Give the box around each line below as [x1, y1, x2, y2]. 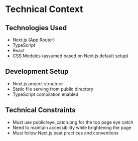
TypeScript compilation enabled [12, 91, 79, 97]
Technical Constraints [5, 106, 76, 114]
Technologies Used [5, 24, 67, 32]
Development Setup [5, 67, 69, 76]
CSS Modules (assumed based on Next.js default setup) [12, 53, 129, 59]
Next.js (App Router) [12, 37, 55, 43]
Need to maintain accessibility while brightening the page [12, 124, 131, 130]
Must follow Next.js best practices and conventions [12, 129, 119, 136]
